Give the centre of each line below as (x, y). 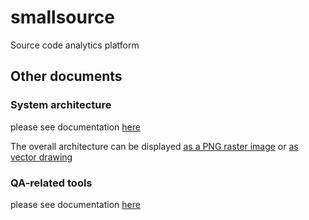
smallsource (62, 17)
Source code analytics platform (75, 45)
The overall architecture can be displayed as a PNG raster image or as (154, 146)
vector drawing (41, 157)
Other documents (66, 76)
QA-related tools (51, 183)
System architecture (61, 105)
